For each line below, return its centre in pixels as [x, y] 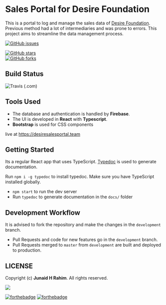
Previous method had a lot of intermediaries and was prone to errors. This [81, 28]
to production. [27, 250]
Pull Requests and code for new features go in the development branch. [85, 240]
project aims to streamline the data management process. [64, 33]
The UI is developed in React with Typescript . [60, 119]
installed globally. [23, 182]
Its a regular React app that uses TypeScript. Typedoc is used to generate [81, 162]
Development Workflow [43, 212]
